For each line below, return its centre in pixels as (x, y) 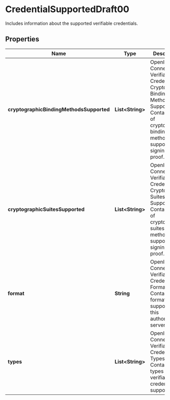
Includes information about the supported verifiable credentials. (72, 23)
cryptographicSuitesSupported (46, 209)
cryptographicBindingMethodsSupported (59, 109)
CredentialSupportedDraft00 (67, 9)
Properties (22, 39)
